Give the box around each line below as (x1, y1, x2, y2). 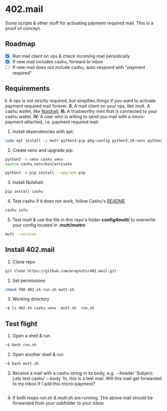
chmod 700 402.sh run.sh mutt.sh (5, 287, 75, 292)
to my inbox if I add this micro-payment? (12, 381, 95, 387)
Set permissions (12, 277, 46, 283)
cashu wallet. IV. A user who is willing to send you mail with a (5, 113, 131, 119)
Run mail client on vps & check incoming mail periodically (12, 53, 130, 59)
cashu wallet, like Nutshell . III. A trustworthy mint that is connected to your (5, 108, 158, 114)
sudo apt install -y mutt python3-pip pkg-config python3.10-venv (5, 138, 146, 143)
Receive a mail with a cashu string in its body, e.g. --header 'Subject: (12, 370, 154, 376)
